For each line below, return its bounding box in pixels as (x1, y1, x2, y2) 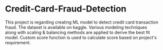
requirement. (5, 39, 31, 45)
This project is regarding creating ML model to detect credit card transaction (5, 19, 159, 25)
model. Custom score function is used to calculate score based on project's (5, 35, 157, 40)
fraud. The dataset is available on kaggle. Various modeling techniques (5, 24, 147, 30)
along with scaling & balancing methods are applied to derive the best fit (5, 29, 150, 35)
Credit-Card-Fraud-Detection (5, 3, 127, 14)
